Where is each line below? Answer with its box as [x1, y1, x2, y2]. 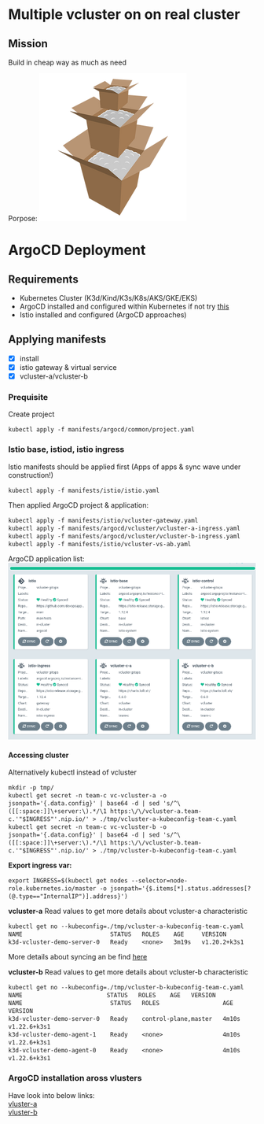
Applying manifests [8, 333, 107, 346]
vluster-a [8, 1099, 38, 1108]
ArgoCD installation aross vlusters [8, 1073, 142, 1084]
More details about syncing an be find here [8, 952, 148, 962]
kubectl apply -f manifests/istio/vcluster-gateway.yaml [8, 516, 199, 524]
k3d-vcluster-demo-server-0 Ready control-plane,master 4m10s [8, 1015, 241, 1023]
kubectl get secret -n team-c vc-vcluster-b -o [8, 823, 167, 831]
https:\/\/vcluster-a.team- [109, 808, 202, 815]
